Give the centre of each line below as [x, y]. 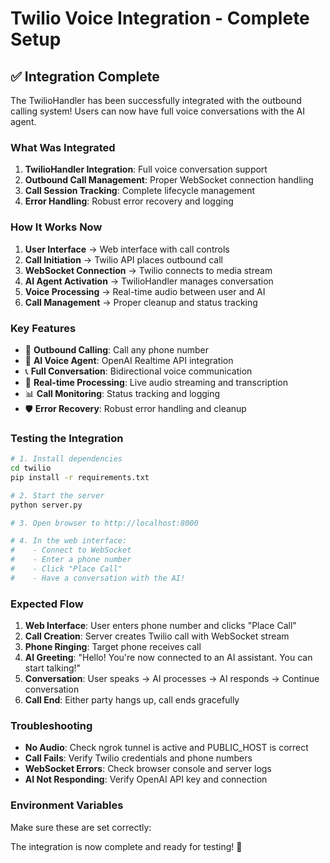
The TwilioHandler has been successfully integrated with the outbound [156, 100]
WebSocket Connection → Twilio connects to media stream [148, 270]
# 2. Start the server [57, 495]
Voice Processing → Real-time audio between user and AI [145, 291]
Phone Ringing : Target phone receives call [113, 647]
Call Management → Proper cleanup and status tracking [141, 302]
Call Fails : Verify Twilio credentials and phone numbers [138, 758]
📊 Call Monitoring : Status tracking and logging [122, 393]
